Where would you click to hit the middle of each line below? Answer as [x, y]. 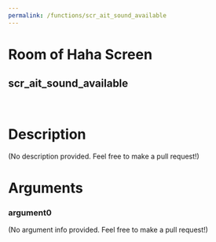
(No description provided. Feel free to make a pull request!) [104, 156]
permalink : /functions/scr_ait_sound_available [88, 15]
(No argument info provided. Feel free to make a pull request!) [108, 230]
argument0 [30, 212]
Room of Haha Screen [81, 54]
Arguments [46, 188]
